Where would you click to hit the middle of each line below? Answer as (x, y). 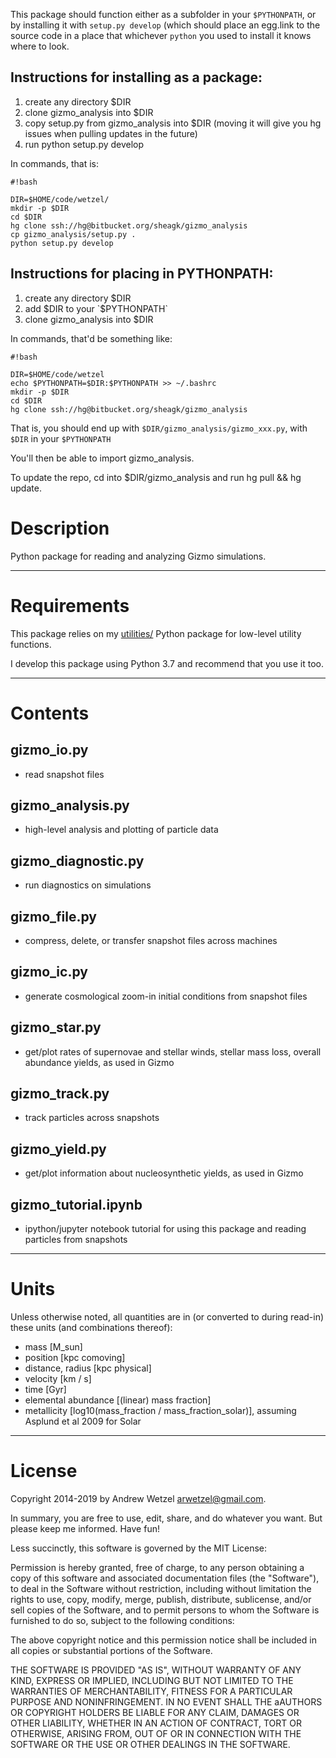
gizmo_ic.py (49, 972)
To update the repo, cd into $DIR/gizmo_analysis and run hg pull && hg (156, 477)
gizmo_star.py (56, 1027)
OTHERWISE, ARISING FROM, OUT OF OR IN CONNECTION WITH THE (156, 1733)
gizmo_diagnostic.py (77, 860)
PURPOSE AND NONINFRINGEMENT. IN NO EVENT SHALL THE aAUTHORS (166, 1701)
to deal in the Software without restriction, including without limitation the (161, 1588)
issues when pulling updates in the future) (111, 133)
